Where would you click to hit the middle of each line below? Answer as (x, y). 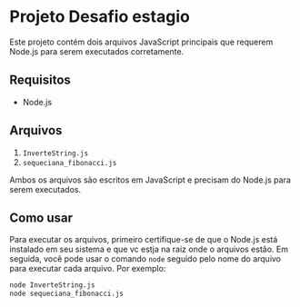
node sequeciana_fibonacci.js (67, 294)
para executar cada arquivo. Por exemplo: (88, 269)
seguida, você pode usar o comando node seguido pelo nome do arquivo (145, 259)
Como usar (41, 218)
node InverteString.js (52, 285)
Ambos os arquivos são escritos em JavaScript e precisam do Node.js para (150, 180)
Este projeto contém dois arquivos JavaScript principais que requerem (141, 42)
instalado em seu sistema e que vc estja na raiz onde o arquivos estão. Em (149, 249)
